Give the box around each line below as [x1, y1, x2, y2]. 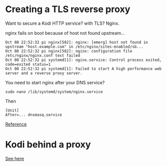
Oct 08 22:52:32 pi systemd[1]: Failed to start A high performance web [5, 66, 162, 71]
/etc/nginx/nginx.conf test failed [5, 53, 80, 58]
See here [5, 155, 24, 161]
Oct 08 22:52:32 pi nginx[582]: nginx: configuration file [5, 48, 133, 53]
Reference [5, 121, 27, 127]
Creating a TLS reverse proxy [5, 4, 131, 15]
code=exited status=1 [5, 62, 51, 67]
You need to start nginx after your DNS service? [5, 79, 105, 85]
